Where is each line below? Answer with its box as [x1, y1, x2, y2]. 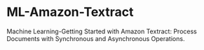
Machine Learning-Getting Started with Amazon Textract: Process [6, 27, 197, 35]
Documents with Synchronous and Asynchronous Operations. [6, 34, 185, 42]
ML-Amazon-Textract [6, 4, 134, 20]
